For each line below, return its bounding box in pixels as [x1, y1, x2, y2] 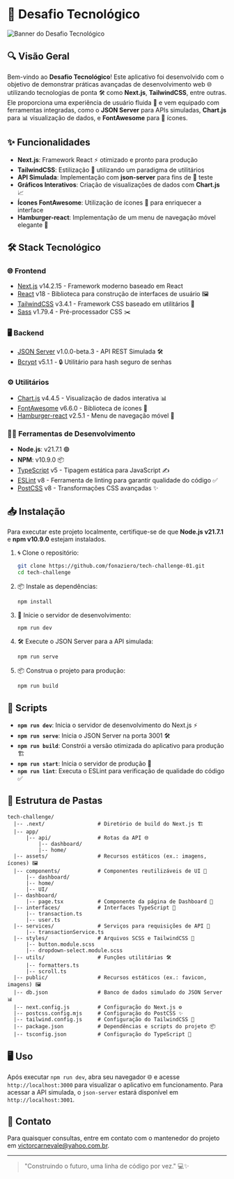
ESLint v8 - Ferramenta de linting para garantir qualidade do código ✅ [17, 476, 218, 485]
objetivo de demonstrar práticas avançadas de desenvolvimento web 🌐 [7, 80, 212, 88]
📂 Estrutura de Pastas [7, 795, 103, 807]
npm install [17, 598, 52, 605]
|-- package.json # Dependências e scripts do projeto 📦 [13, 1023, 216, 1030]
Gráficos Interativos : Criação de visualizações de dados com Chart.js [17, 180, 221, 189]
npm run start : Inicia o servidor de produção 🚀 [17, 759, 152, 768]
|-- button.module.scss [25, 941, 95, 948]
